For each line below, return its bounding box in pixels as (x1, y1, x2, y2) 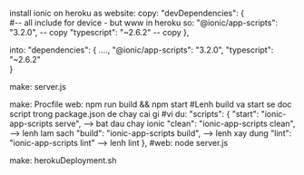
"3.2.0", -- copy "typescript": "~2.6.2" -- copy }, (9, 27, 190, 37)
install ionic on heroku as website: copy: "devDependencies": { (9, 8, 245, 18)
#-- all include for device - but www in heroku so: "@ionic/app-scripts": (9, 17, 279, 28)
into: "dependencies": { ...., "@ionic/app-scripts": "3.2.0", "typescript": (9, 44, 274, 55)
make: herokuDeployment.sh (9, 155, 117, 166)
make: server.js (9, 82, 66, 92)
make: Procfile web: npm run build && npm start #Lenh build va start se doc (9, 99, 292, 110)
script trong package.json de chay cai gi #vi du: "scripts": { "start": (9, 109, 260, 119)
